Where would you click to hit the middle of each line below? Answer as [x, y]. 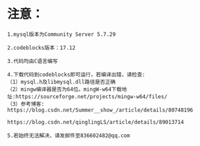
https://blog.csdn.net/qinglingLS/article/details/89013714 [96, 122]
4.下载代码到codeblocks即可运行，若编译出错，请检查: [76, 74]
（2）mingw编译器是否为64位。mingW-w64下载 [65, 89]
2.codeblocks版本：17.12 [42, 48]
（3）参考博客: [26, 104]
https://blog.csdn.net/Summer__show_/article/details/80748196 [100, 110]
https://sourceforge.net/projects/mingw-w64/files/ [91, 97]
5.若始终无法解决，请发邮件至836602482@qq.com [69, 136]
